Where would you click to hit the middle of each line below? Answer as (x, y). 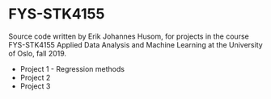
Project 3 (35, 86)
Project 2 (35, 77)
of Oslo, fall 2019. (38, 53)
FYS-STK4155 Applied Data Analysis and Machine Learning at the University (135, 44)
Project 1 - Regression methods (72, 68)
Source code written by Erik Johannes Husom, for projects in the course (129, 36)
